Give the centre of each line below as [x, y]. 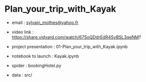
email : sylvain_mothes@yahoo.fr [45, 22]
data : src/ [22, 75]
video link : [22, 32]
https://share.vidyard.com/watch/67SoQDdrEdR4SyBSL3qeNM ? [76, 37]
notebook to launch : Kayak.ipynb [45, 56]
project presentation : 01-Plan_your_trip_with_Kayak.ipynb [70, 46]
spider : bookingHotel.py [36, 65]
